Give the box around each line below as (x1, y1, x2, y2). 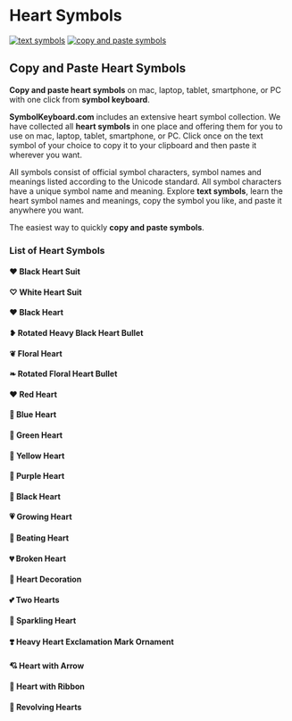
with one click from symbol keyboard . (9, 94, 150, 105)
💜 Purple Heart (9, 471, 65, 482)
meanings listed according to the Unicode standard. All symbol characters (9, 176, 282, 187)
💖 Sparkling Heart (9, 616, 77, 626)
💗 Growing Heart (9, 511, 73, 523)
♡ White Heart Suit (9, 287, 82, 298)
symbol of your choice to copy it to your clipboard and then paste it (9, 139, 257, 150)
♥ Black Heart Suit (9, 266, 80, 277)
